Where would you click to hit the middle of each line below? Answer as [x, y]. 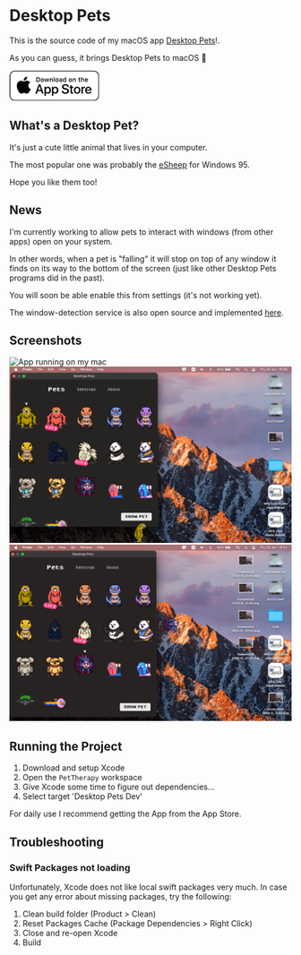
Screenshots [46, 340]
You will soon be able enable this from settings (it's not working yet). [136, 295]
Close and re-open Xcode [70, 933]
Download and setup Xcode [73, 768]
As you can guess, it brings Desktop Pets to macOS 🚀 [108, 57]
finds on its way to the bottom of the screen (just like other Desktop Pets [143, 268]
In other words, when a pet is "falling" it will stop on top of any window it [143, 258]
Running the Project [66, 746]
